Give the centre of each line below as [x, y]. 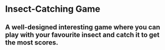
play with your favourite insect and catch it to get [82, 35]
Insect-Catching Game [53, 9]
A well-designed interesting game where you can [83, 27]
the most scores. [32, 42]
